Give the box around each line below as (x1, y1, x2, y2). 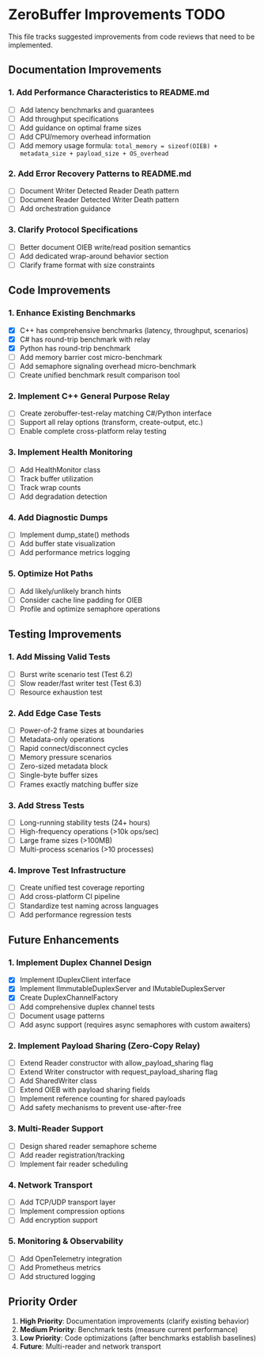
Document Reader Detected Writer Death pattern (19, 195, 179, 205)
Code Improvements (8, 284, 111, 297)
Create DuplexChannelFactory (19, 993, 119, 1002)
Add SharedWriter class (19, 1076, 97, 1085)
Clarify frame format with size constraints (19, 260, 156, 270)
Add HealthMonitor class (19, 465, 101, 474)
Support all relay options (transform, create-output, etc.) (19, 418, 204, 427)
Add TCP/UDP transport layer (19, 1197, 116, 1207)
